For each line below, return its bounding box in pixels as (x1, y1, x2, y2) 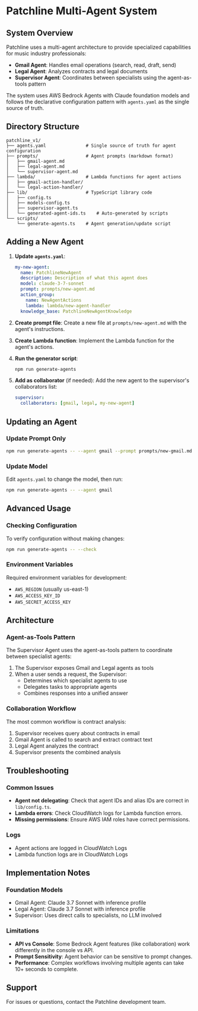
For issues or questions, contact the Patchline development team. (6, 999, 167, 1006)
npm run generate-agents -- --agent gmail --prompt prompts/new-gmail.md (6, 448, 193, 454)
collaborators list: (14, 383, 58, 390)
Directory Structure (6, 122, 80, 132)
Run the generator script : (14, 355, 78, 362)
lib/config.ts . (14, 804, 52, 811)
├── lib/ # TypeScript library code (6, 189, 152, 196)
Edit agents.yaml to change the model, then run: (6, 475, 123, 483)
